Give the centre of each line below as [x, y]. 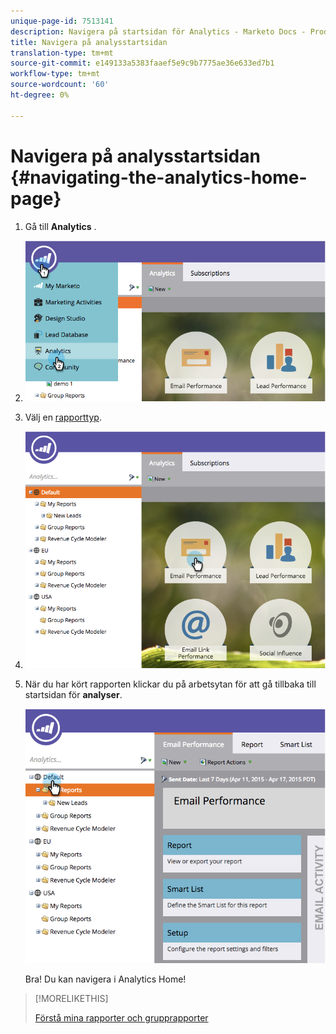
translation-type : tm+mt [62, 53]
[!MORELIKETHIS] [71, 998]
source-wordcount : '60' [60, 85]
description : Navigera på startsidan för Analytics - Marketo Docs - [158, 31]
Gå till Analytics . [60, 226]
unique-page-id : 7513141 [62, 21]
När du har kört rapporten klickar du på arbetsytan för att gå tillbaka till [170, 684]
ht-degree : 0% [40, 95]
